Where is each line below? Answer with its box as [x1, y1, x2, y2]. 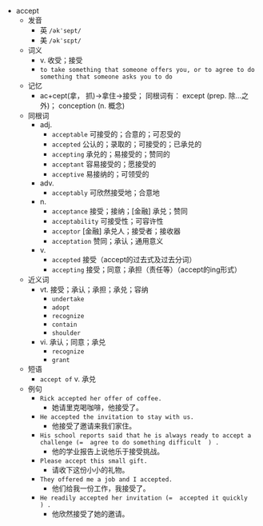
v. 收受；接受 [39, 55, 83, 65]
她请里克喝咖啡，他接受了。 [51, 403, 144, 412]
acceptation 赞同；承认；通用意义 [51, 237, 164, 245]
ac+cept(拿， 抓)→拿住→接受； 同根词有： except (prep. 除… [39, 91, 242, 100]
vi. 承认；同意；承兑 [39, 337, 106, 346]
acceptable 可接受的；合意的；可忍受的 [51, 130, 181, 138]
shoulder [51, 329, 82, 337]
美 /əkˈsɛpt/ [39, 35, 82, 45]
